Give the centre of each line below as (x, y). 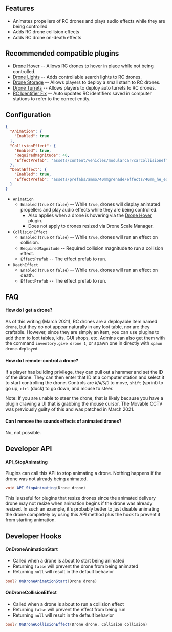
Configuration (28, 115)
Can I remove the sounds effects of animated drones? (63, 421)
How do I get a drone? (29, 310)
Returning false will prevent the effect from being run (69, 609)
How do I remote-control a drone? (42, 360)
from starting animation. (31, 520)
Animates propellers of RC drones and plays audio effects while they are (89, 21)
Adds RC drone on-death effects (47, 37)
